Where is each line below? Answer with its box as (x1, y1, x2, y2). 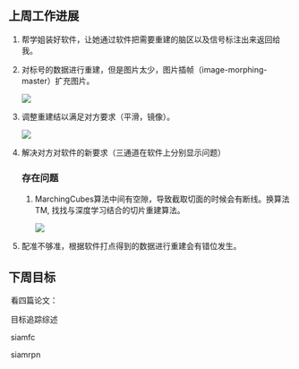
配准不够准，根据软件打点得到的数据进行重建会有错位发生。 (21, 241, 242, 252)
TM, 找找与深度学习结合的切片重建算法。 (34, 205, 185, 216)
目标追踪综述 (10, 313, 58, 324)
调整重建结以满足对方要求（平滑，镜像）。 (21, 111, 175, 122)
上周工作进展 (8, 8, 80, 24)
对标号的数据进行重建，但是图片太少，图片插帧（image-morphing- (21, 64, 268, 74)
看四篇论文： (10, 295, 58, 305)
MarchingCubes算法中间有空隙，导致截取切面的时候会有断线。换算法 (34, 193, 290, 204)
